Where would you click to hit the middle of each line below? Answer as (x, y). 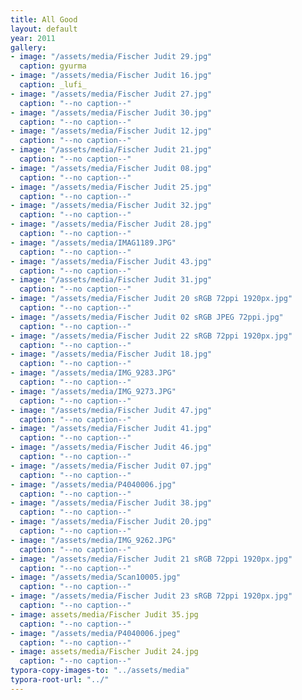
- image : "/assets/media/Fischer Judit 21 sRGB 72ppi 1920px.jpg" (151, 559)
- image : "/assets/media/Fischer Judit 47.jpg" (111, 410)
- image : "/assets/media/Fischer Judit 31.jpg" (111, 280)
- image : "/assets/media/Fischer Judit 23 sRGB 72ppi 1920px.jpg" (151, 596)
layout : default (44, 29)
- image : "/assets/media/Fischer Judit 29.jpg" (111, 57)
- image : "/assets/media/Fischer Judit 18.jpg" (111, 354)
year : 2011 (33, 38)
